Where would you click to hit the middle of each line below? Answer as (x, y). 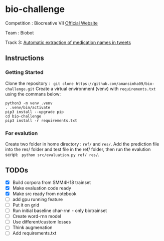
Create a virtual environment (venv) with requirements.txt (96, 88)
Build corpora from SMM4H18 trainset (52, 182)
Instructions (25, 58)
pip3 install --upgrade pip (35, 112)
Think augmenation (32, 227)
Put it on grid (26, 205)
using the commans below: (33, 94)
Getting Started (24, 72)
